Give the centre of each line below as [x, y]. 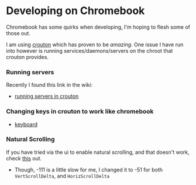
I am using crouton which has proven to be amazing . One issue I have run [95, 44]
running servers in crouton [47, 96]
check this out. [24, 158]
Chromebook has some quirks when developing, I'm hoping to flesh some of [98, 27]
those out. [18, 33]
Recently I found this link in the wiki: [49, 85]
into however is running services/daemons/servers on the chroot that [90, 50]
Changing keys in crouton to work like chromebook [80, 111]
